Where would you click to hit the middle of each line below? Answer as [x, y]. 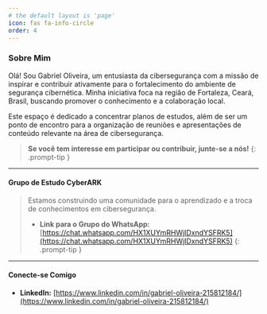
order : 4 [23, 30]
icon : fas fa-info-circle [51, 23]
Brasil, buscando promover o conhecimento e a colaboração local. [117, 101]
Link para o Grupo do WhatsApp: [95, 224]
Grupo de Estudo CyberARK [55, 183]
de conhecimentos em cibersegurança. [92, 208]
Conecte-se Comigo [43, 275]
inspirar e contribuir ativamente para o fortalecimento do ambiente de [122, 83]
